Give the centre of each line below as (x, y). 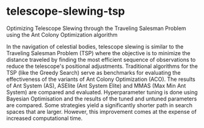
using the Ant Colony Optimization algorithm (62, 34)
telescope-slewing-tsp (66, 11)
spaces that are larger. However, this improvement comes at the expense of (101, 111)
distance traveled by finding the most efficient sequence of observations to (101, 59)
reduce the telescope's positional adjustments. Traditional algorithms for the (102, 66)
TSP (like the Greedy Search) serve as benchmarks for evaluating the (94, 72)
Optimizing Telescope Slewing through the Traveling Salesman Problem (96, 28)
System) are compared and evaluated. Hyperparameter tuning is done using (102, 92)
